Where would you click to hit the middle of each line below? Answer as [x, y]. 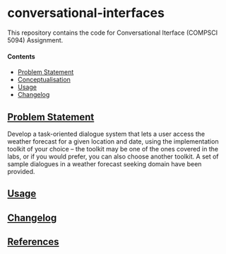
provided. [21, 171]
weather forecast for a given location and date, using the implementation [113, 141]
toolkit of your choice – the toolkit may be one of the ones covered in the [113, 149]
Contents [21, 56]
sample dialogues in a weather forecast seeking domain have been [105, 163]
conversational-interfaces [86, 13]
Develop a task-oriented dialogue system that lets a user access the [106, 134]
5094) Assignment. [35, 40]
